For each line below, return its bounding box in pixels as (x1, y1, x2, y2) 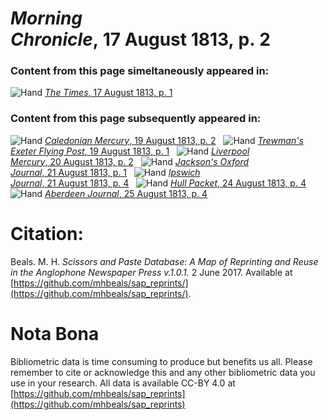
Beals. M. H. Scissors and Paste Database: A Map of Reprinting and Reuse (10, 255, 319, 267)
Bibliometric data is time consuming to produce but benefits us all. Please (10, 355, 313, 367)
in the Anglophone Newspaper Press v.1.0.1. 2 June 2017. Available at (10, 266, 293, 278)
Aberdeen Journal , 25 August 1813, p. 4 (44, 187, 208, 199)
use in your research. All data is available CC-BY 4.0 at (10, 377, 236, 389)
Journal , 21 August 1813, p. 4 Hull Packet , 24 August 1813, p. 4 (10, 177, 307, 189)
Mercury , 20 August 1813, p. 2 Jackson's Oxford (10, 155, 250, 167)
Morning (10, 7, 83, 30)
